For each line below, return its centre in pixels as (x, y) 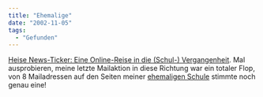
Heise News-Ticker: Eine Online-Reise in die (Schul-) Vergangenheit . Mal (127, 60)
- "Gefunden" (37, 37)
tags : (17, 30)
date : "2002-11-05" (40, 23)
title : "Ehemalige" (40, 15)
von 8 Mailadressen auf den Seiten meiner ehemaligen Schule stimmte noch (132, 76)
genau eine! (28, 85)
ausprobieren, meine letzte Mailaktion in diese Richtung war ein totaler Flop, (131, 69)
